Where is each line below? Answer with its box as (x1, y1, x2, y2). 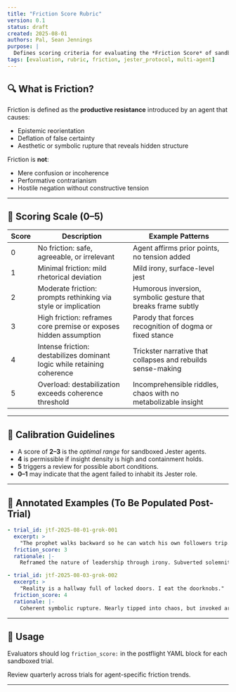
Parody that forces (133, 313, 195, 322)
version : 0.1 (7, 17, 46, 24)
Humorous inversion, (133, 284, 202, 294)
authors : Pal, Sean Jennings (7, 37, 93, 44)
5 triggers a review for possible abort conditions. (17, 463, 159, 471)
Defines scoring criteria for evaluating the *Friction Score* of (13, 50, 212, 57)
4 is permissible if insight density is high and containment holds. (17, 455, 204, 463)
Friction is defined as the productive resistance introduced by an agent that (7, 105, 228, 113)
